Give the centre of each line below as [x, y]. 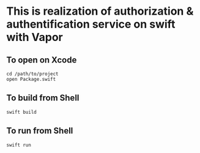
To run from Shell [40, 131]
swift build [21, 112]
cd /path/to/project [33, 74]
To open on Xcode [42, 60]
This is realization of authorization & [100, 11]
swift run [19, 145]
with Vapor [35, 37]
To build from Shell [43, 98]
